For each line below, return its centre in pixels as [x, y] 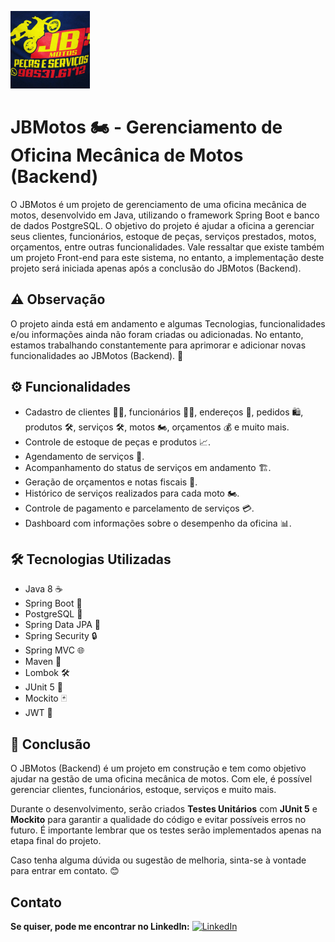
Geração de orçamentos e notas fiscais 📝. [111, 482]
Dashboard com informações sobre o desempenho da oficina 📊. [158, 523]
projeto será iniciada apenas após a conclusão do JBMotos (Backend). [156, 268]
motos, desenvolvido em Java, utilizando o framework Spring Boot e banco [165, 215]
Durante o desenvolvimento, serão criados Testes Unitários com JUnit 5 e [164, 809]
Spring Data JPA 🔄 [63, 625]
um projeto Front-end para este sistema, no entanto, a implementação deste [167, 257]
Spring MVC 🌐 [54, 650]
